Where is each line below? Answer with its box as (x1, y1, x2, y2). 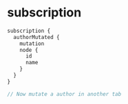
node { (19, 47, 39, 53)
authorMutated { (13, 34, 60, 40)
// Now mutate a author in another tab (7, 90, 122, 97)
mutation (19, 40, 45, 47)
